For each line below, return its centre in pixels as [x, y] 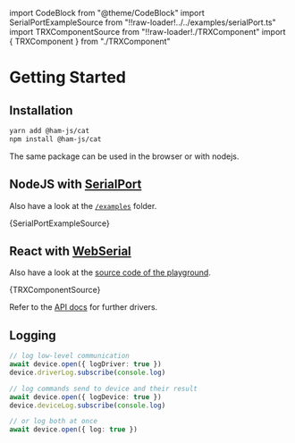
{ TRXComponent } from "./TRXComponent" [90, 41]
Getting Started [68, 77]
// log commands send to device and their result [104, 389]
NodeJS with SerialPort [76, 184]
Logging [33, 335]
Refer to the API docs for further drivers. [84, 307]
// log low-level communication [69, 356]
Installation [41, 110]
